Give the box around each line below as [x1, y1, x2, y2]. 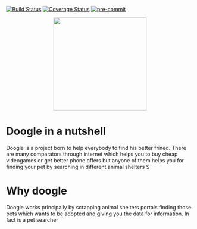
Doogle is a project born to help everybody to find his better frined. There [6, 144, 186, 151]
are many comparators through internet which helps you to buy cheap [6, 150, 178, 158]
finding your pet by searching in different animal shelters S [6, 163, 150, 170]
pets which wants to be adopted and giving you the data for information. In [6, 210, 189, 217]
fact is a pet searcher [6, 216, 58, 223]
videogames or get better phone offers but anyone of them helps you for [6, 156, 185, 164]
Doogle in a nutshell [6, 125, 106, 138]
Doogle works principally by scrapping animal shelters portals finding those [6, 203, 192, 211]
